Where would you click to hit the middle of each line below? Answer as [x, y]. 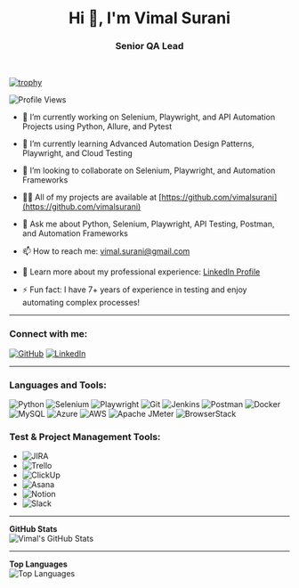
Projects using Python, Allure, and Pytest [97, 127]
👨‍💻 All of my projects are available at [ [92, 197]
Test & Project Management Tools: [85, 437]
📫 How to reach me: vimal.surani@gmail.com [106, 251]
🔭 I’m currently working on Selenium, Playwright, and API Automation [149, 117]
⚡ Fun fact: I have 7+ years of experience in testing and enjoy [134, 290]
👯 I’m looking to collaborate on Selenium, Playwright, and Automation [149, 171]
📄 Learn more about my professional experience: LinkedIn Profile [141, 272]
